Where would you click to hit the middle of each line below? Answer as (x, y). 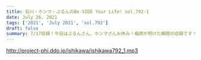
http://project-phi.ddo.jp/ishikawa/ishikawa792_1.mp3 (72, 50)
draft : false (22, 28)
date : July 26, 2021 (32, 17)
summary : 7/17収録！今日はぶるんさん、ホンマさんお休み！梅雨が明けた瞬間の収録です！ (102, 34)
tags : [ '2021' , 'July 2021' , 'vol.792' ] (57, 23)
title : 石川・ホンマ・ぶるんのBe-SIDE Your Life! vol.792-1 (78, 12)
